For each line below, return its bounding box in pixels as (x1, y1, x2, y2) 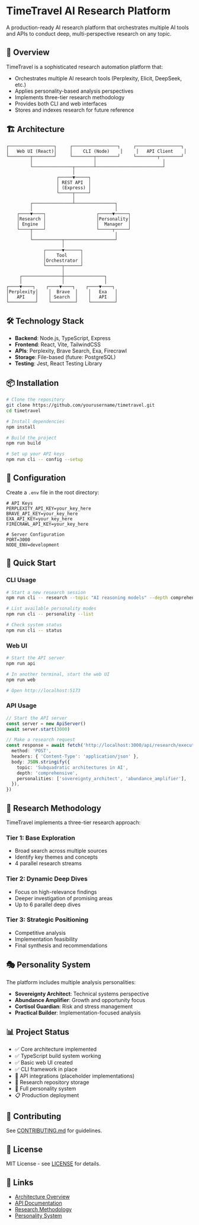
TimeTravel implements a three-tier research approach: (6, 819, 141, 826)
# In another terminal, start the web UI (6, 671, 110, 677)
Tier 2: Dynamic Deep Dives (6, 875, 88, 883)
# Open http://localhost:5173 (6, 687, 81, 693)
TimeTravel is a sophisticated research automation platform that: (6, 63, 163, 70)
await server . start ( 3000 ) (6, 726, 70, 732)
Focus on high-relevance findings (14, 888, 97, 896)
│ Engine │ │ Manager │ (17, 221, 131, 227)
